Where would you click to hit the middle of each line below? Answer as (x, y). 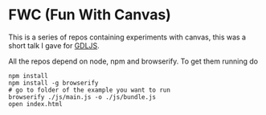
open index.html (35, 104)
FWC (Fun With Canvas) (90, 15)
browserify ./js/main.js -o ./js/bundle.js (82, 97)
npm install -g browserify (53, 83)
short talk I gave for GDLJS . (54, 45)
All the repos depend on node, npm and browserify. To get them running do (133, 61)
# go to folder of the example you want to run (90, 90)
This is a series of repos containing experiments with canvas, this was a (127, 37)
